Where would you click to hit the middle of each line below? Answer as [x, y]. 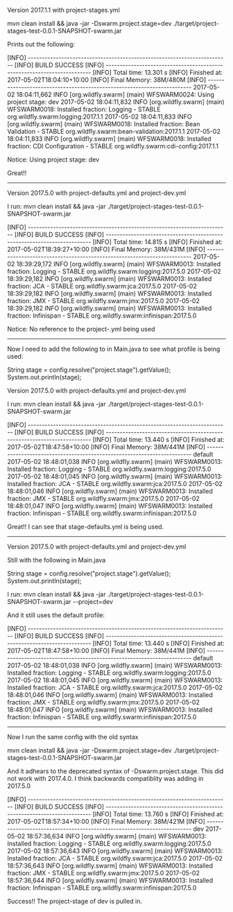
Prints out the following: [41, 44]
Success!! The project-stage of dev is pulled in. [75, 901]
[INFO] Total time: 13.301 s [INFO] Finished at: [158, 72]
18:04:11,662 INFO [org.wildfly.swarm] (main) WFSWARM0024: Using [115, 94]
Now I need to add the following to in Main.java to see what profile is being [114, 349]
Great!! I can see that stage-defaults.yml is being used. [86, 527]
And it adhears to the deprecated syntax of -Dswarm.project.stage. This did [115, 771]
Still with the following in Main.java [57, 560]
